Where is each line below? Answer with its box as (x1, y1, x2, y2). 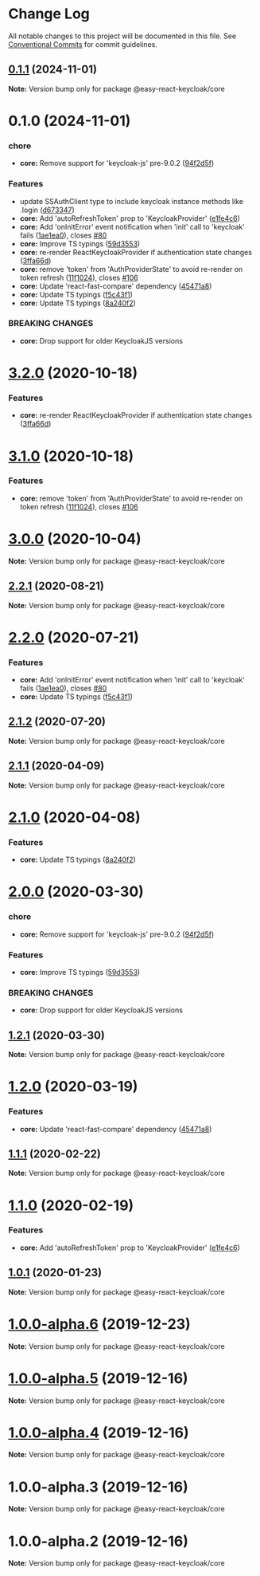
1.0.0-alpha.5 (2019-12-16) (8, 1369, 188, 1387)
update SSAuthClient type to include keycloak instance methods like (19, 196, 244, 206)
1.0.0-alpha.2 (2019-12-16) (8, 1532, 189, 1550)
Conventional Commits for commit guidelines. (8, 39, 157, 49)
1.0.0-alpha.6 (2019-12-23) (8, 1315, 191, 1333)
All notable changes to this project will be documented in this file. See (8, 31, 237, 41)
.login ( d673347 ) (19, 205, 76, 214)
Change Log (8, 5, 90, 23)
